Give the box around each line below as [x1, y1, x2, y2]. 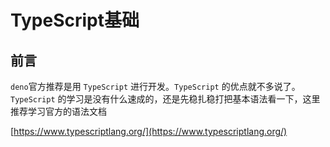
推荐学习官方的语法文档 [10, 106, 107, 117]
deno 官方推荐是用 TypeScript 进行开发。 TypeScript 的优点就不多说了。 [10, 81, 301, 92]
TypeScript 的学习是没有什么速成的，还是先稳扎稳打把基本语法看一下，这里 [10, 93, 321, 105]
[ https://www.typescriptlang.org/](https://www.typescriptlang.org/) [10, 126, 288, 137]
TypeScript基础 [10, 9, 140, 32]
